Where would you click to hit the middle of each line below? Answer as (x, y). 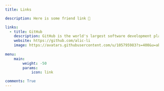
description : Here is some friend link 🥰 (48, 18)
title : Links (18, 9)
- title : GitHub (26, 32)
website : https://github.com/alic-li (52, 41)
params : (30, 68)
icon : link (42, 73)
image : (20, 45)
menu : (10, 54)
